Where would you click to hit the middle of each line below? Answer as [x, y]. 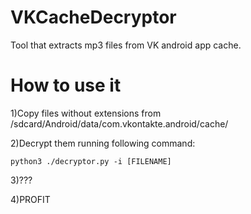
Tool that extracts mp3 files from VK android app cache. [126, 45]
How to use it [66, 85]
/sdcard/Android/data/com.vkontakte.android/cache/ [119, 123]
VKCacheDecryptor [93, 17]
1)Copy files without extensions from [86, 113]
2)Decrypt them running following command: [103, 143]
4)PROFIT [30, 199]
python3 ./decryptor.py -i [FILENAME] [91, 161]
